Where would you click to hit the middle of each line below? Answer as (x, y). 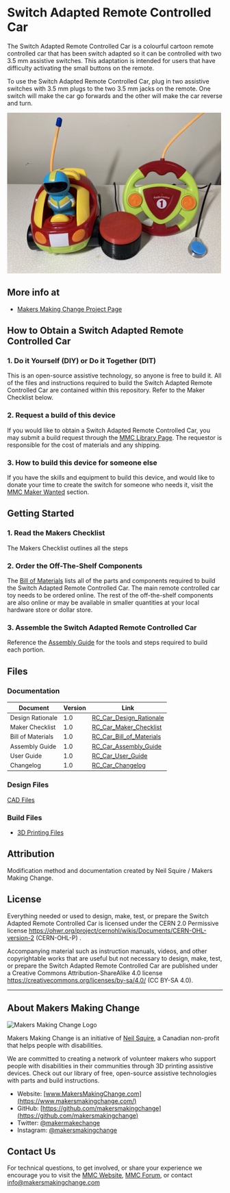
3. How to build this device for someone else (82, 463)
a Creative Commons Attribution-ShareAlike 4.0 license (85, 973)
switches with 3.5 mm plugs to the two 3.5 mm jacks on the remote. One (109, 88)
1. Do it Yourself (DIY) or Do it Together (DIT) (81, 361)
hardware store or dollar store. (50, 610)
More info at (34, 293)
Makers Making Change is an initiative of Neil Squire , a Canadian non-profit (113, 1038)
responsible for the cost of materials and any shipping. (84, 445)
